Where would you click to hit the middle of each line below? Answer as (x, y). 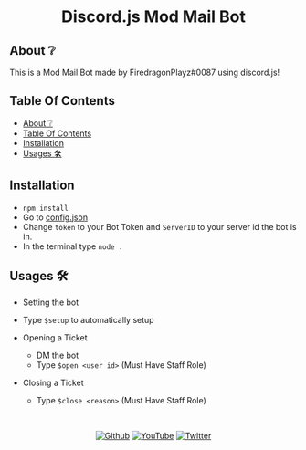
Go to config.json (55, 217)
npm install (45, 208)
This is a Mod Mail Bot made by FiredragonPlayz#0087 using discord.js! (145, 72)
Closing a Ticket (53, 383)
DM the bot (58, 356)
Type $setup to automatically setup (88, 320)
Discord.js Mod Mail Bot (153, 17)
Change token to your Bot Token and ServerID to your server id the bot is (159, 226)
